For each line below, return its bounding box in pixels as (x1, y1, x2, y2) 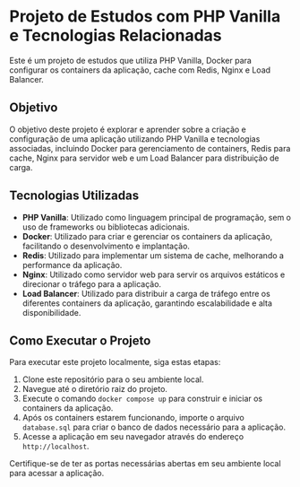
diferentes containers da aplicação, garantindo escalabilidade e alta (21, 298, 273, 309)
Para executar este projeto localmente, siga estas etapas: (9, 357, 221, 368)
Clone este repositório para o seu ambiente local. (21, 374, 204, 385)
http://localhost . (21, 441, 90, 452)
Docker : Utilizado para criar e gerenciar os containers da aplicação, (21, 230, 273, 241)
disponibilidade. (21, 307, 81, 317)
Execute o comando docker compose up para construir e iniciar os (21, 393, 263, 404)
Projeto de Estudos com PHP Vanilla (9, 6, 281, 27)
